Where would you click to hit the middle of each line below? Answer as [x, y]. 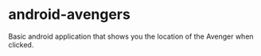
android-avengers [70, 15]
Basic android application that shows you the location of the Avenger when [131, 36]
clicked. [21, 44]
